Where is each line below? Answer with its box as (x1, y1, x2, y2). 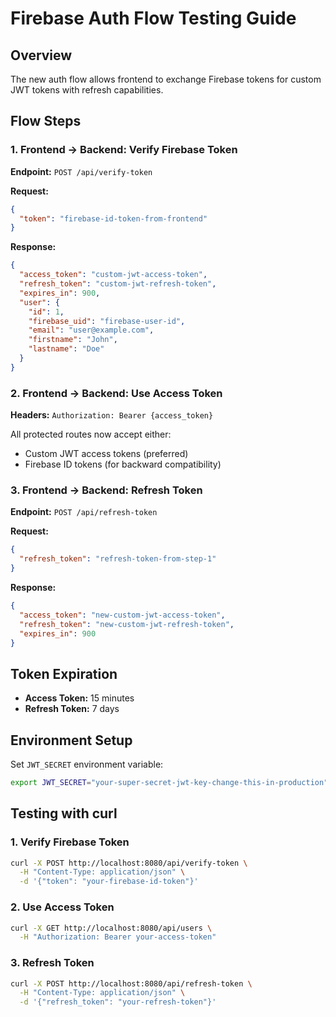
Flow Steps (10, 113, 82, 130)
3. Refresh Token (10, 956, 95, 970)
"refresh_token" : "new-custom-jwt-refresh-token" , (19, 619, 235, 629)
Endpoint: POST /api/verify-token (10, 165, 153, 177)
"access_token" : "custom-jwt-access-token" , (19, 270, 208, 280)
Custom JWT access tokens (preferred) (24, 448, 189, 460)
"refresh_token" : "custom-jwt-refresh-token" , (19, 279, 217, 289)
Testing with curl (10, 805, 118, 822)
